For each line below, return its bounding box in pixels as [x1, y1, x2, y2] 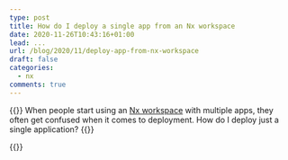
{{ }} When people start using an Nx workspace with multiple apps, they [9, 104, 274, 115]
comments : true [9, 80, 67, 89]
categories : [9, 64, 54, 73]
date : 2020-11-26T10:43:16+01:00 [9, 30, 135, 39]
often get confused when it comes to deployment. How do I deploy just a [9, 114, 279, 125]
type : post [9, 13, 50, 22]
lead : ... [9, 38, 47, 48]
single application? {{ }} [9, 123, 94, 135]
